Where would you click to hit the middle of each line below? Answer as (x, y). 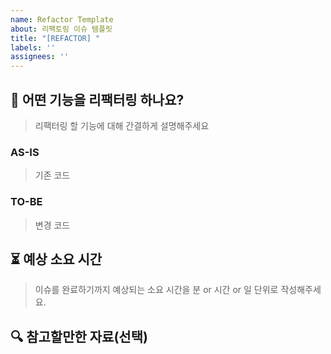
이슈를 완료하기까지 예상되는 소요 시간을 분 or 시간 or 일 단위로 (156, 290)
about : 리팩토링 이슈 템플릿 (61, 29)
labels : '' (33, 47)
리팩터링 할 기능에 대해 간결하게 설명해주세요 (122, 125)
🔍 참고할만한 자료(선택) (79, 336)
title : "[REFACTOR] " (55, 38)
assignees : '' (40, 57)
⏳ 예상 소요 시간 (56, 259)
